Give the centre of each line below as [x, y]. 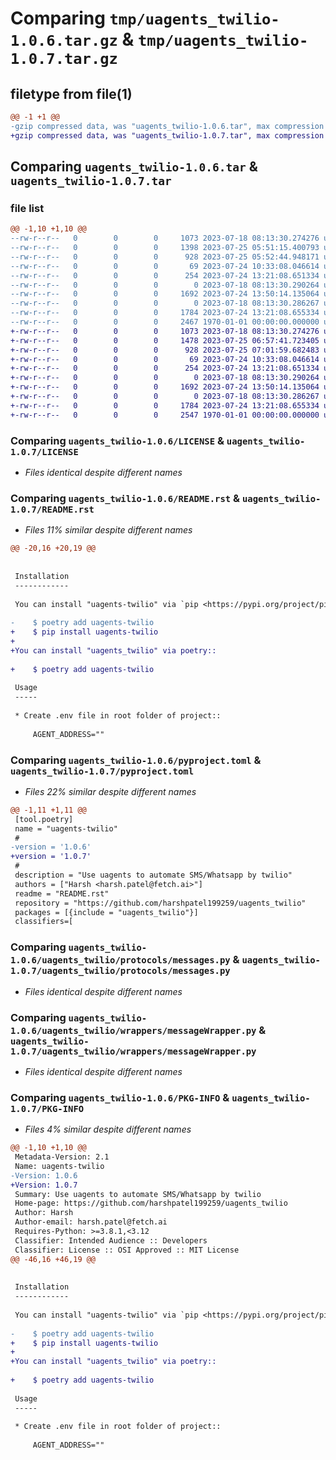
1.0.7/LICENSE [44, 451]
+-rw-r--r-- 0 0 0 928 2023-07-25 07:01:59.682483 [165, 350]
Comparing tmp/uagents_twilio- [145, 18]
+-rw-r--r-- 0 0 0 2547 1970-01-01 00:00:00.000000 [165, 415]
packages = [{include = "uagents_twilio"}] [106, 912]
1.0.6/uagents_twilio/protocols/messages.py [120, 960]
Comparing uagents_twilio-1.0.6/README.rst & [125, 498]
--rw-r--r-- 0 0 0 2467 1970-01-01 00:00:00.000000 [165, 322]
